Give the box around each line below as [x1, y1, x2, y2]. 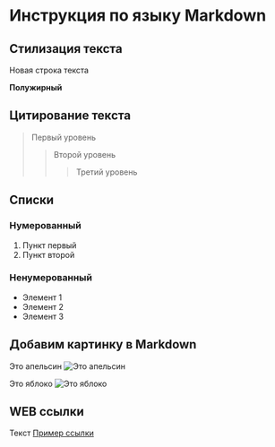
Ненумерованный [9, 271, 92, 284]
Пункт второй [21, 249, 75, 260]
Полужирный [9, 82, 63, 92]
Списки [9, 193, 55, 208]
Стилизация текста [9, 41, 123, 56]
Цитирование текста [9, 108, 132, 124]
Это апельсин [9, 360, 63, 372]
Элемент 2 [21, 301, 64, 312]
